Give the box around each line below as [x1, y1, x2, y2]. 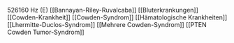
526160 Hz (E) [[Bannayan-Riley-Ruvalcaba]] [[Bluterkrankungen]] [7, 6, 199, 14]
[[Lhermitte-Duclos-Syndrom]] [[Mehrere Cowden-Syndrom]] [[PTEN [7, 21, 207, 28]
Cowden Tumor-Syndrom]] [7, 28, 85, 36]
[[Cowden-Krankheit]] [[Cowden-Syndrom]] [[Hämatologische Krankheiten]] [7, 13, 228, 21]
